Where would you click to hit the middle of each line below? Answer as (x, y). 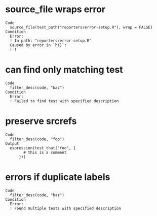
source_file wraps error (55, 9)
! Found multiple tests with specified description (66, 208)
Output (12, 143)
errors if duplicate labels (58, 177)
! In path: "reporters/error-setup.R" (51, 41)
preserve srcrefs (41, 121)
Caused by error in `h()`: (38, 45)
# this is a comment (45, 152)
